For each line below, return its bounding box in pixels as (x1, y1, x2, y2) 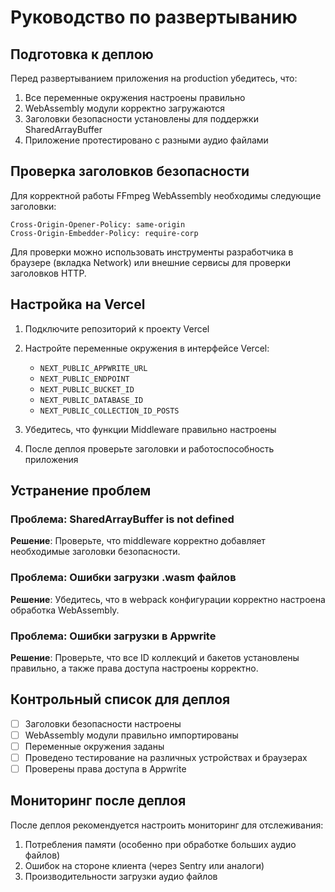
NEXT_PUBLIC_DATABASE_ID (39, 395, 144, 405)
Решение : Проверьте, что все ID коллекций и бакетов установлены (10, 651, 300, 663)
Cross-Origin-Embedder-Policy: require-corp (10, 228, 199, 238)
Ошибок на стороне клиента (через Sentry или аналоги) (24, 859, 265, 871)
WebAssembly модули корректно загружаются (24, 102, 226, 114)
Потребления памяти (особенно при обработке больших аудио (24, 838, 297, 850)
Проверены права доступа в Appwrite (24, 762, 187, 775)
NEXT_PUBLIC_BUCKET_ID (39, 384, 135, 395)
